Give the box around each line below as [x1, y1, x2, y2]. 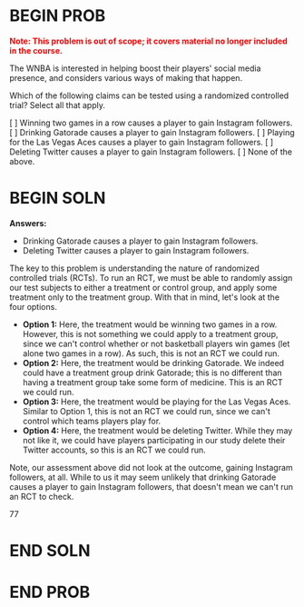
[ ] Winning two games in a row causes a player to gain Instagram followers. [9, 117, 293, 128]
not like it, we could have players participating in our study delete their [22, 434, 286, 445]
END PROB [9, 582, 91, 602]
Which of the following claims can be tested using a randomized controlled [9, 90, 289, 101]
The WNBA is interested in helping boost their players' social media [9, 63, 261, 74]
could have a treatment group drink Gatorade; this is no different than [22, 367, 283, 378]
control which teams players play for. [22, 415, 162, 426]
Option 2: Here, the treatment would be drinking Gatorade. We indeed [22, 357, 284, 368]
